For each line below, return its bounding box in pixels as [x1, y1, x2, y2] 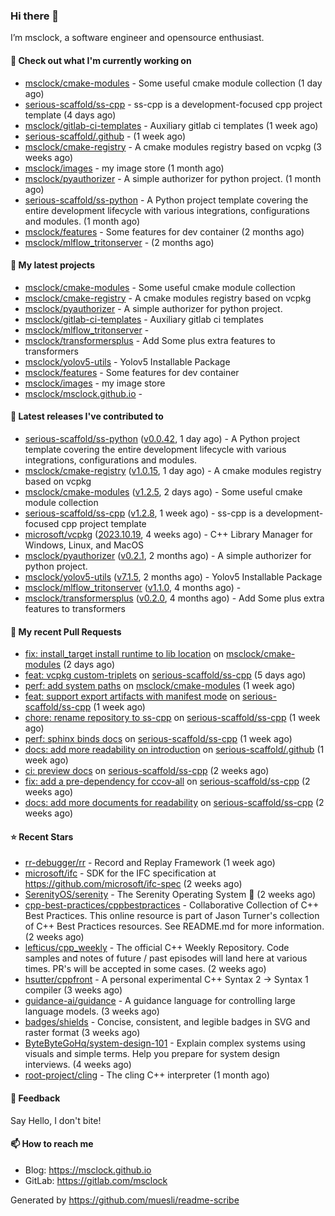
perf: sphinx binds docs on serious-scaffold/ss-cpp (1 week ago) [24, 733, 293, 745]
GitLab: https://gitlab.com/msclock [24, 1174, 168, 1186]
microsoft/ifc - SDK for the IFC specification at [24, 867, 217, 879]
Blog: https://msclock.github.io [24, 1164, 152, 1176]
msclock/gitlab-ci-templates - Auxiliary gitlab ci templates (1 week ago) [24, 119, 319, 131]
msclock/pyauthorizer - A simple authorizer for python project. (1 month [24, 172, 322, 184]
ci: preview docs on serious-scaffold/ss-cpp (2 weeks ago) [24, 765, 270, 777]
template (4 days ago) [24, 109, 117, 121]
